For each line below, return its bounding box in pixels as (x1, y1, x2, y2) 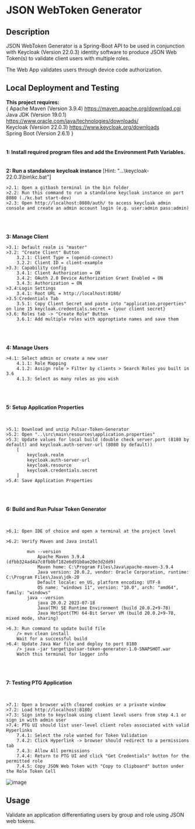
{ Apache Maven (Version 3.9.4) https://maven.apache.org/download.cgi (6, 105, 181, 112)
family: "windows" (6, 589, 51, 595)
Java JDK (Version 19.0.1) (6, 111, 67, 118)
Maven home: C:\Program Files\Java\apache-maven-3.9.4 (37, 564, 174, 570)
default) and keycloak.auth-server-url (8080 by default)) (6, 442, 153, 448)
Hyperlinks (6, 727, 33, 733)
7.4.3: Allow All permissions (16, 748, 90, 753)
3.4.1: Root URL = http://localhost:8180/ (16, 291, 121, 296)
